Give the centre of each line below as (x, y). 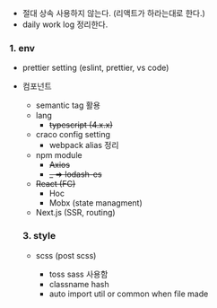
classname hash (79, 284)
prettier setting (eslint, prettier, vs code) (95, 68)
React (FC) (56, 184)
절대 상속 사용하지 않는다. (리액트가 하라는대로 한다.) (114, 13)
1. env (22, 48)
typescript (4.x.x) (81, 125)
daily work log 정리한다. (65, 24)
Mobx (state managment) (96, 203)
